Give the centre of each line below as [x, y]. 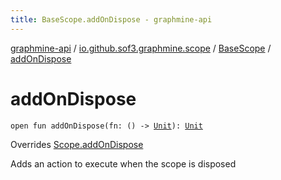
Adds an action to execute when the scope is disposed [123, 163]
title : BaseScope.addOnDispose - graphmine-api [111, 19]
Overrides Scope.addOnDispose [77, 144]
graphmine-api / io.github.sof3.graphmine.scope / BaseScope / [141, 48]
